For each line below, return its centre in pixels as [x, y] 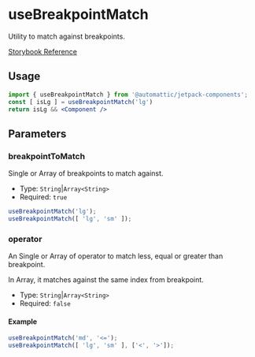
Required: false [45, 303]
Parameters [37, 134]
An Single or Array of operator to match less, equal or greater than [116, 256]
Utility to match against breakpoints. [67, 36]
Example [23, 322]
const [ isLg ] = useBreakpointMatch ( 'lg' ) [81, 102]
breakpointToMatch [46, 156]
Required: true [43, 197]
